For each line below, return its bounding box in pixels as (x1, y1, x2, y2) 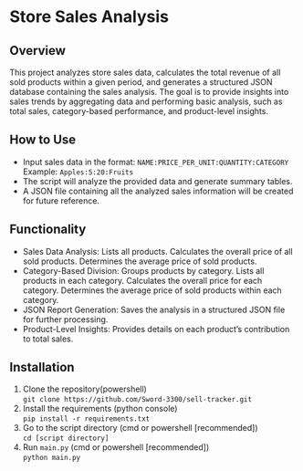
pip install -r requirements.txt (22, 414, 151, 424)
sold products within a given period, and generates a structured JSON (9, 77, 273, 88)
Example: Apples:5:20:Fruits (22, 166, 134, 177)
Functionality (9, 222, 87, 237)
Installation (9, 360, 75, 375)
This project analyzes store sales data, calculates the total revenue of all (9, 67, 281, 78)
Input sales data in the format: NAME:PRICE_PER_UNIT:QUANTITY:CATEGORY (22, 156, 289, 167)
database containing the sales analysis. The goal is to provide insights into (9, 87, 289, 97)
